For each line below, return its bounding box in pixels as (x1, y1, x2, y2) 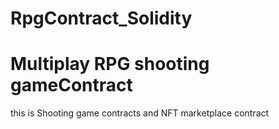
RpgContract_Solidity (10, 7, 193, 30)
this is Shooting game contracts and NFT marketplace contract (10, 107, 270, 119)
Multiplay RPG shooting (10, 53, 210, 76)
